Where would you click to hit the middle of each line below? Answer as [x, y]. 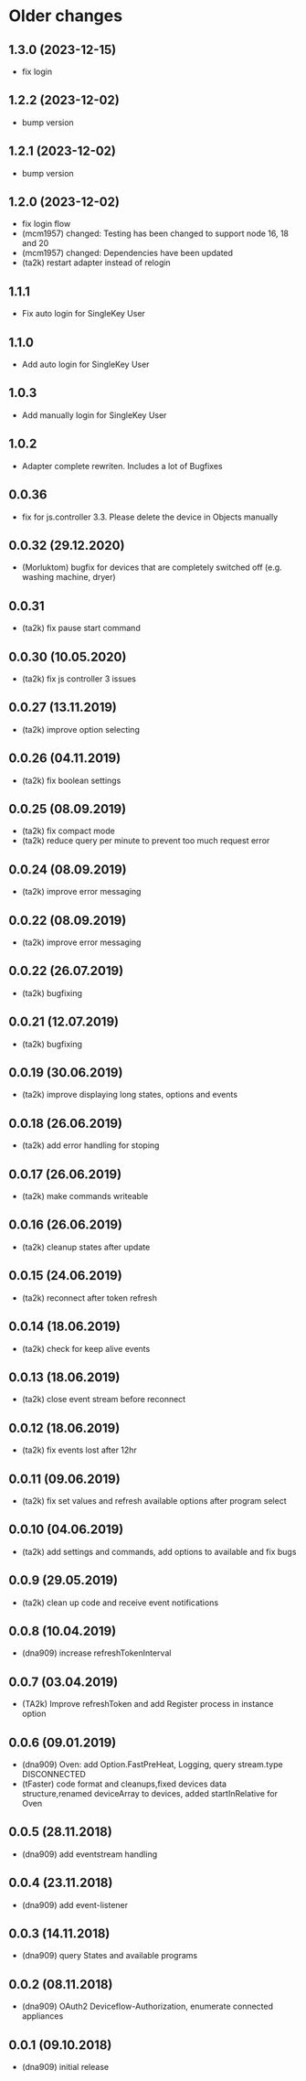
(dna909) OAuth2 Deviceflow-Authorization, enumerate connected [148, 2006]
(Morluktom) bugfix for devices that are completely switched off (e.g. [152, 567]
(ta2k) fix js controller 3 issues [79, 679]
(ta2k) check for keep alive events [86, 1348]
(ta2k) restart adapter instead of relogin [96, 263]
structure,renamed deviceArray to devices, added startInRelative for [149, 1793]
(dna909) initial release [65, 2067]
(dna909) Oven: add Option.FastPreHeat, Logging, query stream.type [153, 1765]
